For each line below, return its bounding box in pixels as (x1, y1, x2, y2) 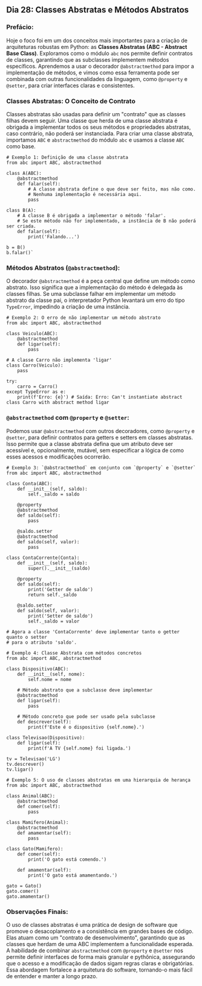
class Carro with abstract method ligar (6, 399, 110, 406)
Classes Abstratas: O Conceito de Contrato (6, 97, 136, 105)
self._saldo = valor (28, 618, 80, 624)
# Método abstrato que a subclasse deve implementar (17, 687, 153, 693)
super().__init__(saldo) (28, 565, 91, 571)
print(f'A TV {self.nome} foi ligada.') (28, 745, 131, 751)
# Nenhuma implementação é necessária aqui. (28, 191, 142, 197)
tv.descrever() (6, 761, 45, 767)
